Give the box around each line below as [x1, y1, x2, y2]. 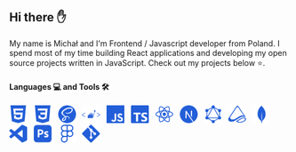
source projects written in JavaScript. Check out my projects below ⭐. [9, 57, 266, 68]
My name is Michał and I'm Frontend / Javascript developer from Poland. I [9, 37, 280, 49]
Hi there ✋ [9, 10, 67, 25]
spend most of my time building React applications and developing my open [9, 47, 287, 58]
